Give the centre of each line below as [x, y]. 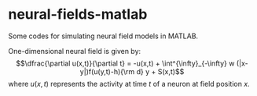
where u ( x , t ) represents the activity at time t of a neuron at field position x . [129, 84]
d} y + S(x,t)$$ [160, 71]
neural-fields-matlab [78, 14]
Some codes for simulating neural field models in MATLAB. [103, 36]
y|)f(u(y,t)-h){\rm [107, 71]
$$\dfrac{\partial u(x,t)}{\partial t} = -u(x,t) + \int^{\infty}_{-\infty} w [125, 63]
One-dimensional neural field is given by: [75, 51]
